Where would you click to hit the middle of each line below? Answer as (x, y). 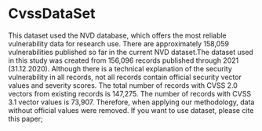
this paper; (25, 118)
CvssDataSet (52, 14)
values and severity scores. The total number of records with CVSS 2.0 (123, 85)
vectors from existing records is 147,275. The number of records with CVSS (130, 93)
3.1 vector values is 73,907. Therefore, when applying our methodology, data (131, 102)
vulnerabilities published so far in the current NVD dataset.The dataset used (131, 52)
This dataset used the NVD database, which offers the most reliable (118, 35)
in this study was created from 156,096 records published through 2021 (124, 60)
